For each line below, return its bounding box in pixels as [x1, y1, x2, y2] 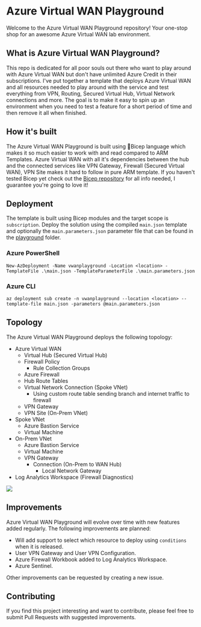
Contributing [6, 591, 55, 602]
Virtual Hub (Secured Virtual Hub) [23, 352, 108, 359]
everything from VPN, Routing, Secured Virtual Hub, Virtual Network [6, 89, 176, 97]
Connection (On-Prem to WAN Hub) [32, 460, 122, 468]
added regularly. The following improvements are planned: [6, 524, 152, 532]
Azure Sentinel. [14, 562, 53, 569]
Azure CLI [6, 282, 36, 291]
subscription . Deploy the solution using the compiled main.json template [6, 221, 188, 228]
